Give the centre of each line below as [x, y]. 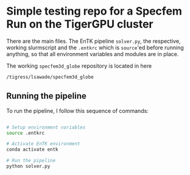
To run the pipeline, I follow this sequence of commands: [78, 110]
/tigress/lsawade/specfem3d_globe [50, 77]
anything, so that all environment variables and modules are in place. [93, 54]
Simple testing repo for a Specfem [94, 11]
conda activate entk [33, 150]
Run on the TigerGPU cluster [80, 24]
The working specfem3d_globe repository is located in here [79, 66]
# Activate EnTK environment [43, 144]
